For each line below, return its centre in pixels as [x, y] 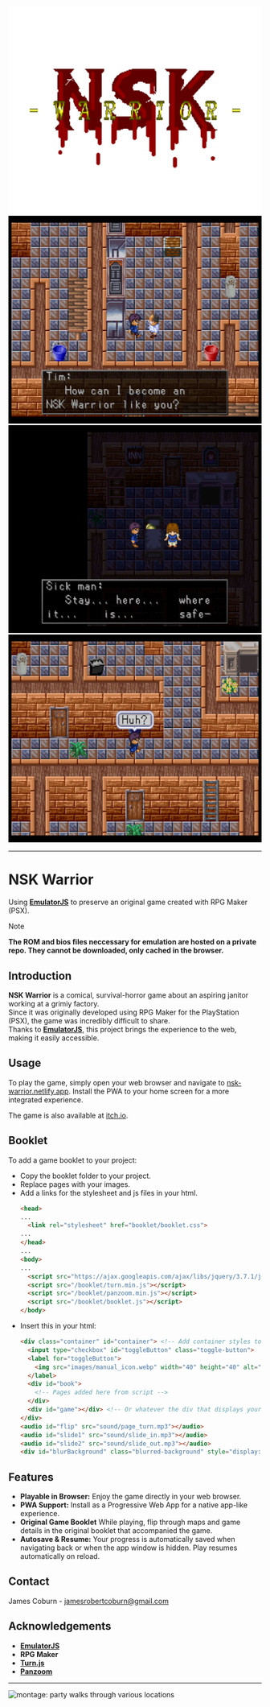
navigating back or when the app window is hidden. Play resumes [129, 1548]
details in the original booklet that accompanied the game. [116, 1531]
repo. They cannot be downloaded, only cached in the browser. [116, 951]
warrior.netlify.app [39, 1091]
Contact [29, 1582]
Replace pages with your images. [75, 1184]
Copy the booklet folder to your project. [85, 1176]
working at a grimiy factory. [54, 1004]
